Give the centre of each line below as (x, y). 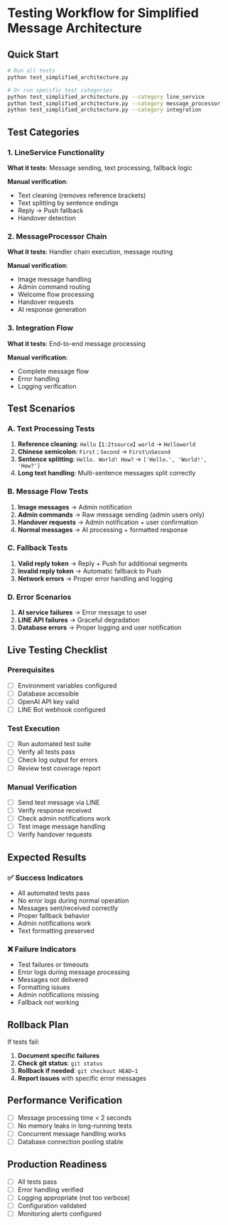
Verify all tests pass (47, 752)
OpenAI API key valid (48, 701)
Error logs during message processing (74, 972)
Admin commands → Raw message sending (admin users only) (111, 514)
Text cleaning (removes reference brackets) (82, 195)
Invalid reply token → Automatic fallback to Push (89, 571)
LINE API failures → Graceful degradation (78, 620)
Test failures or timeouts (53, 965)
